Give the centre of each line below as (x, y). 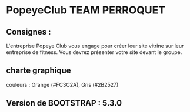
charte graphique (39, 71)
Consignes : (29, 32)
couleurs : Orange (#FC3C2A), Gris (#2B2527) (62, 84)
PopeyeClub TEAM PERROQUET (86, 10)
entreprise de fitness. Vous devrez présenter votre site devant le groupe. (94, 52)
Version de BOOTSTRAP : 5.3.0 (64, 103)
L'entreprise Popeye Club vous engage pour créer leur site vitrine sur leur (95, 46)
